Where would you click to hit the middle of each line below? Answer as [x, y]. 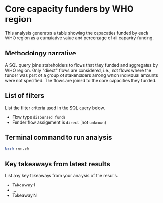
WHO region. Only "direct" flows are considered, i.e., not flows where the [78, 70]
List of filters [25, 96]
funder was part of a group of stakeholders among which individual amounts [81, 75]
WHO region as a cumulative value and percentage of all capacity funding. [80, 38]
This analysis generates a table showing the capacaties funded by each [77, 33]
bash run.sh [17, 149]
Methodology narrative [41, 53]
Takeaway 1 [24, 185]
